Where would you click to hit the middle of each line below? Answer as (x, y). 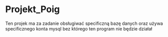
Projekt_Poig (32, 9)
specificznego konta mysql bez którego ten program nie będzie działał (79, 28)
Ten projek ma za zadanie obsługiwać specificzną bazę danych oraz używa (84, 23)
